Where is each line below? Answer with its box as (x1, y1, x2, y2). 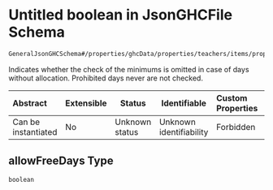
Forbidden (216, 121, 256, 132)
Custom (216, 92, 248, 103)
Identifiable (161, 97, 207, 109)
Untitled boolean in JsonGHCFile (8, 6, 233, 24)
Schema (8, 23, 65, 41)
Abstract (12, 97, 47, 109)
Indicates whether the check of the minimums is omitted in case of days (8, 64, 249, 74)
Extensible (64, 97, 107, 109)
